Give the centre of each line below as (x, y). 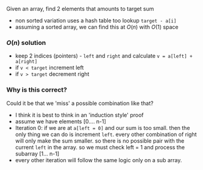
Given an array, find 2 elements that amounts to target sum (80, 9)
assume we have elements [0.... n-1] (61, 121)
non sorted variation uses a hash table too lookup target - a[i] (96, 20)
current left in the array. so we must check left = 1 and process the (100, 147)
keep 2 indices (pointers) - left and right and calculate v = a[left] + (104, 56)
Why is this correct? (37, 90)
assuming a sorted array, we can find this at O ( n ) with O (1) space (97, 27)
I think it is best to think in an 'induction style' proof (80, 115)
